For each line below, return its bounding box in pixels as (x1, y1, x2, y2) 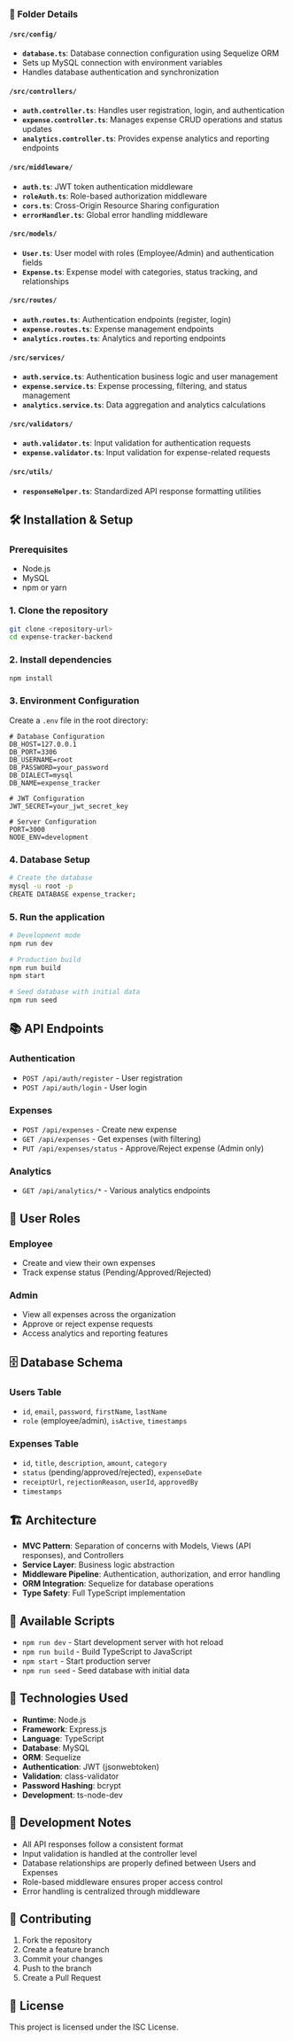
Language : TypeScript (21, 1733, 104, 1743)
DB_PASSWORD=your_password (9, 763, 109, 772)
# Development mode (9, 930, 81, 940)
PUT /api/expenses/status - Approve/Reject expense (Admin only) (21, 1143, 265, 1154)
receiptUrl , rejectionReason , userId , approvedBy (21, 1477, 199, 1487)
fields (21, 257, 42, 268)
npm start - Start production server (21, 1656, 151, 1666)
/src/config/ (9, 30, 58, 39)
